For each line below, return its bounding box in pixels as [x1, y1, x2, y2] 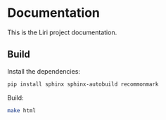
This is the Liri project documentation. [7, 28, 117, 36]
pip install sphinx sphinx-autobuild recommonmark [7, 81, 159, 88]
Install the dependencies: [7, 67, 81, 75]
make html [7, 107, 37, 114]
